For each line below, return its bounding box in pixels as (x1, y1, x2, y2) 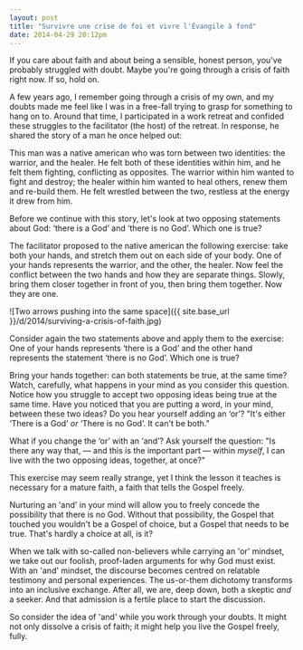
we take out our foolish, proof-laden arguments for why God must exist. (9, 556, 276, 567)
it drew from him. (9, 196, 73, 206)
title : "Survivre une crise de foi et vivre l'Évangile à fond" (9, 22, 257, 31)
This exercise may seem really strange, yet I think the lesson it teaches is (9, 473, 281, 483)
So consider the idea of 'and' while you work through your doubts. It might (9, 612, 287, 623)
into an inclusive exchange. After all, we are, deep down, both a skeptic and (9, 585, 291, 596)
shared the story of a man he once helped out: (9, 130, 183, 141)
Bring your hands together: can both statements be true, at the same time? (9, 370, 288, 381)
